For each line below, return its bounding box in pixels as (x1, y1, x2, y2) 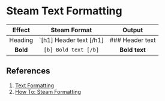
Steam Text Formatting (6, 4, 122, 18)
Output (122, 26, 143, 34)
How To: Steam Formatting (14, 88, 81, 95)
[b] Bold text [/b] (43, 46, 100, 53)
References (6, 66, 50, 76)
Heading (9, 36, 34, 44)
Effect (12, 26, 30, 34)
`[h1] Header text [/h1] (38, 36, 104, 44)
